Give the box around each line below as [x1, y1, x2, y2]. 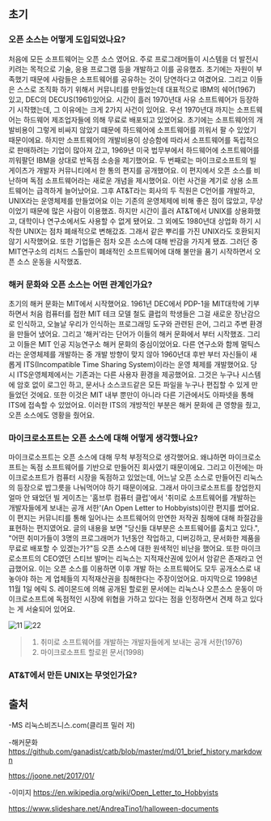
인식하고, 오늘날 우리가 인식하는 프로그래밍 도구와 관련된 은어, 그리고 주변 [16, 319, 248, 328]
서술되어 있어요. [25, 605, 75, 614]
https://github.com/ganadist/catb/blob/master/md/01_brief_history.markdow [8, 746, 263, 756]
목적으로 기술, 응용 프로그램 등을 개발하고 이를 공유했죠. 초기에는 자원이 [29, 64, 255, 74]
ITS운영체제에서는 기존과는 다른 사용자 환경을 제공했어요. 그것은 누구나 [16, 370, 240, 379]
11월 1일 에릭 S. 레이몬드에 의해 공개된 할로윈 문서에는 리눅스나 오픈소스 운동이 [8, 584, 255, 594]
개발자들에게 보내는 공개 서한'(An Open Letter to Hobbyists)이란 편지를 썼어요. [8, 503, 260, 513]
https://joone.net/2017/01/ [8, 771, 95, 780]
